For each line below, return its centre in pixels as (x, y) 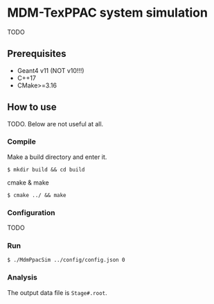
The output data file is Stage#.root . (57, 292)
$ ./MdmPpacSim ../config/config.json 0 (66, 260)
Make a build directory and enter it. (57, 157)
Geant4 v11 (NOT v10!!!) (51, 70)
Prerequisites (37, 54)
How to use (32, 107)
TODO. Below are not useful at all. (55, 124)
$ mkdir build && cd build (46, 169)
